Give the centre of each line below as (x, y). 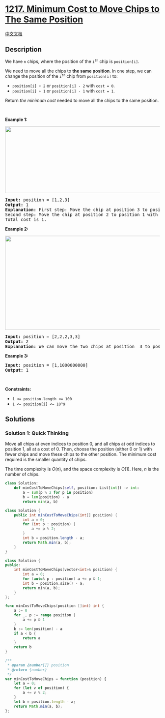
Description (23, 49)
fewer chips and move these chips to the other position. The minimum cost (81, 454)
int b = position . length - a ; (54, 538)
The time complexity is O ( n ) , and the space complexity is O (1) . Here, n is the (82, 469)
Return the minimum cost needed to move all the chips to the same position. (82, 100)
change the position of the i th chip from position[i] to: (61, 76)
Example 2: (17, 229)
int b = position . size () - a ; (54, 583)
